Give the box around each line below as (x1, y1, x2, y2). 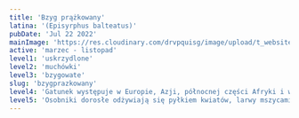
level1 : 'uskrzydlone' (9, 54, 93, 63)
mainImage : (9, 37, 50, 47)
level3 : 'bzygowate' (9, 71, 86, 80)
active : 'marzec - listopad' (9, 46, 117, 55)
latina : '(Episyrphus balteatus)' (9, 21, 138, 30)
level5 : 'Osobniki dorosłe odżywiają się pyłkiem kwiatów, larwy (9, 95, 256, 105)
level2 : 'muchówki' (9, 63, 82, 72)
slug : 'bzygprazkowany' (9, 79, 98, 88)
